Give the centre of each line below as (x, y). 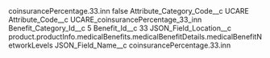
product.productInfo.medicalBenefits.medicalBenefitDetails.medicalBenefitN (135, 37)
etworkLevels (31, 45)
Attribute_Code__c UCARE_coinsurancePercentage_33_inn (105, 19)
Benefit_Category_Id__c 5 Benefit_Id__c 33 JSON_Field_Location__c (120, 28)
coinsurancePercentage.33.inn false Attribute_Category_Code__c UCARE (129, 11)
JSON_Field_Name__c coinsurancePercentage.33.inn (143, 45)
